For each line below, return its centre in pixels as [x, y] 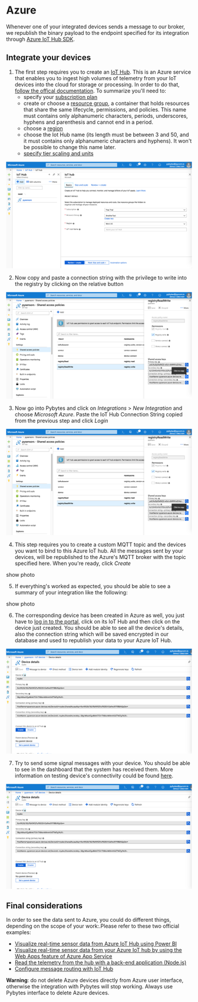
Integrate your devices [49, 58]
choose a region [43, 128]
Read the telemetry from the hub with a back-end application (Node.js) [100, 962]
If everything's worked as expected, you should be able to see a [93, 586]
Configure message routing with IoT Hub [64, 969]
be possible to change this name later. [70, 147]
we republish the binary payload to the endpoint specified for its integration [98, 32]
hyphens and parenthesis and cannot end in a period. [88, 122]
